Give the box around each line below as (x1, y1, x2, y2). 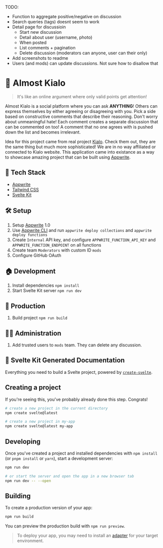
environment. (17, 538, 44, 544)
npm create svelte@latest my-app (5, 424, 73, 429)
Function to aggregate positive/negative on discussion (12, 14, 122, 19)
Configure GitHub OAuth (12, 252, 61, 258)
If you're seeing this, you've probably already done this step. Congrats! (5, 396, 148, 402)
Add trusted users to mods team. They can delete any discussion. (12, 342, 143, 348)
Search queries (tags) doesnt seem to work (12, 19, 100, 24)
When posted (19, 40, 47, 46)
